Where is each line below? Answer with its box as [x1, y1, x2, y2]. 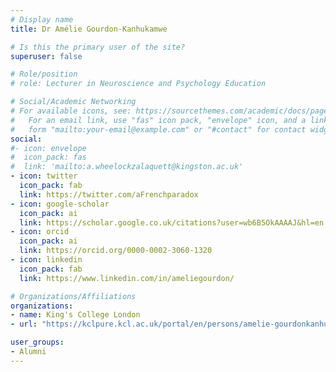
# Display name [10, 14, 74, 25]
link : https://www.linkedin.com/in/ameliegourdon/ [19, 273, 235, 283]
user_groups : [10, 337, 65, 348]
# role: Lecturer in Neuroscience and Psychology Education [10, 79, 267, 89]
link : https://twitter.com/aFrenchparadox [19, 189, 199, 200]
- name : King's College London [10, 310, 141, 320]
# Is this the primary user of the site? [10, 42, 186, 52]
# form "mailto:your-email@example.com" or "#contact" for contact [10, 124, 307, 135]
